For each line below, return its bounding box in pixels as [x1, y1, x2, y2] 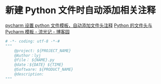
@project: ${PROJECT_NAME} [14, 48, 71, 53]
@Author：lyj [14, 53, 42, 58]
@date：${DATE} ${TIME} [14, 62, 64, 67]
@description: [14, 72, 44, 77]
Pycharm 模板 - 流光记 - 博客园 [5, 28, 70, 34]
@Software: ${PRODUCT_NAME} [14, 67, 73, 72]
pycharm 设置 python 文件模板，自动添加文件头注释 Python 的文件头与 [5, 22, 152, 28]
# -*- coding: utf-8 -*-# [5, 38, 60, 44]
